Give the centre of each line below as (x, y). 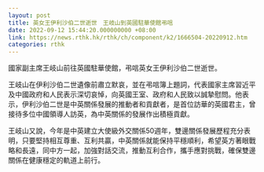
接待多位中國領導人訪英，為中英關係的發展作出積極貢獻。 (101, 114)
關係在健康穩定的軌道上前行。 (56, 160)
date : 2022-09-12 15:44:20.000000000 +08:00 (82, 30)
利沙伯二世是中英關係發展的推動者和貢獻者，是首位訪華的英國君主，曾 (142, 104)
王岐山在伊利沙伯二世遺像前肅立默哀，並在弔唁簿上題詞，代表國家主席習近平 (132, 85)
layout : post (29, 15)
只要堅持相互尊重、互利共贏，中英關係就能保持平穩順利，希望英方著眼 (135, 141)
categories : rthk (37, 45)
